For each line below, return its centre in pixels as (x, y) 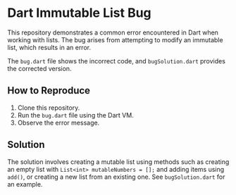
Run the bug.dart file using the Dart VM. (75, 115)
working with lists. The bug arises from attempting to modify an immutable (115, 39)
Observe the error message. (58, 122)
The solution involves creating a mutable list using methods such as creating (118, 162)
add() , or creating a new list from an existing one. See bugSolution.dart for (116, 177)
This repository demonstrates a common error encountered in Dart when (113, 32)
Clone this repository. (49, 108)
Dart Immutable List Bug (79, 13)
